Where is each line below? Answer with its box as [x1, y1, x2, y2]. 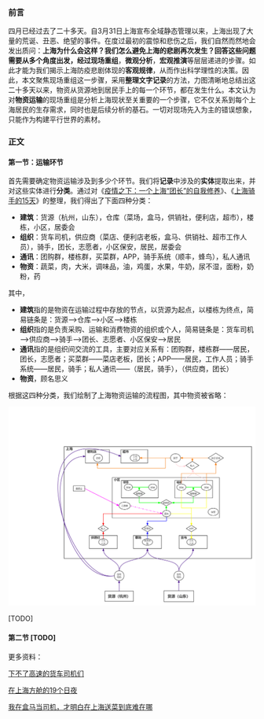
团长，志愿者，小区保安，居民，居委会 [57, 242, 182, 252]
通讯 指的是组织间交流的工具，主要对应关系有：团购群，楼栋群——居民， [19, 345, 254, 354]
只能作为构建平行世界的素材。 [8, 115, 104, 124]
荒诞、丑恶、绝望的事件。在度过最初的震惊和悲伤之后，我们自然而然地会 [21, 36, 256, 46]
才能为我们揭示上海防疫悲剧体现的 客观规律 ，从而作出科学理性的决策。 [14, 65, 242, 76]
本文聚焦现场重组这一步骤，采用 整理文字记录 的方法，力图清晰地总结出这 [21, 76, 256, 85]
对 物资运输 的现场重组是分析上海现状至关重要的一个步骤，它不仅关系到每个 [8, 95, 249, 105]
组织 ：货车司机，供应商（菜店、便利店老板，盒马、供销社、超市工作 [19, 232, 240, 242]
